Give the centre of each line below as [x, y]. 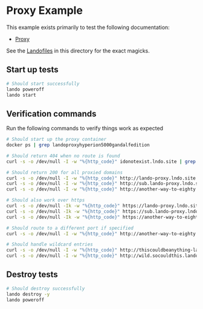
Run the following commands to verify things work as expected [85, 128]
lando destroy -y [28, 294]
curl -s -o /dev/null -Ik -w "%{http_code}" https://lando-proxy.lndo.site [104, 206]
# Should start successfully [43, 83]
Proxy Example [45, 11]
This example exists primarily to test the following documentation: [88, 27]
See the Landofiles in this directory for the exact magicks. [78, 50]
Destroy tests [32, 275]
